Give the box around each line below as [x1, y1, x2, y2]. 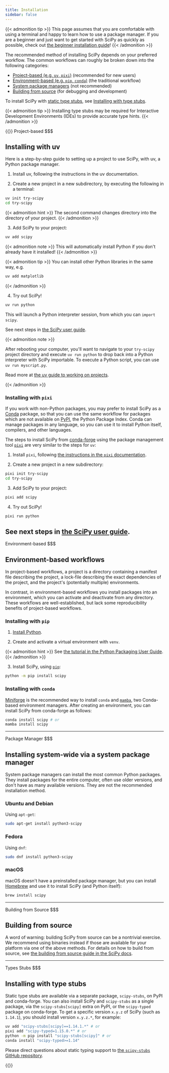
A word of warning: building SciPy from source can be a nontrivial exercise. [5, 934, 161, 941]
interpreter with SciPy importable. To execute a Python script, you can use [5, 357, 159, 363]
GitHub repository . [5, 1052, 44, 1058]
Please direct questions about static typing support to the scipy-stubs [5, 1047, 150, 1053]
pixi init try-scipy [5, 471, 49, 476]
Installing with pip [5, 618, 50, 625]
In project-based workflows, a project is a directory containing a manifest [5, 569, 157, 575]
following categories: [5, 62, 49, 68]
